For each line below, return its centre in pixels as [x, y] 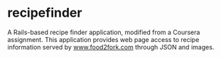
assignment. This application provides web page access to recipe [103, 39]
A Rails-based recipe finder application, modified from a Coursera [104, 32]
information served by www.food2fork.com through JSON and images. [111, 47]
